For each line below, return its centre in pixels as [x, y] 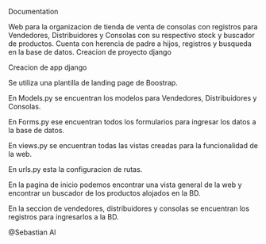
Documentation [33, 11]
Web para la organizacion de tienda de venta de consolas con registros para [133, 27]
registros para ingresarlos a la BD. [64, 217]
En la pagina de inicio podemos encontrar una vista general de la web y [125, 185]
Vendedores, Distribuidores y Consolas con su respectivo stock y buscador [132, 35]
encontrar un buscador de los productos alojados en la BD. [104, 193]
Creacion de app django [48, 67]
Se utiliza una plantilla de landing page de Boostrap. [93, 83]
